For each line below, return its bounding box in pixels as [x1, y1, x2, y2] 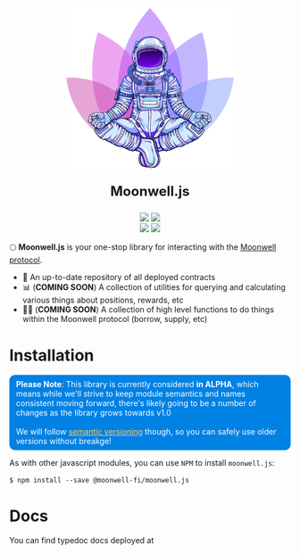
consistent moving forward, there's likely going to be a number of [16, 398, 256, 409]
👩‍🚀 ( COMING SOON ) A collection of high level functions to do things [21, 304, 275, 315]
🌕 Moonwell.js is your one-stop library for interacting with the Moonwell [9, 242, 277, 252]
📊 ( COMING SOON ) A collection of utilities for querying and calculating [21, 282, 286, 293]
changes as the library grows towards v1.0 [16, 408, 171, 418]
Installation [9, 345, 95, 365]
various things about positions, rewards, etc [21, 294, 184, 306]
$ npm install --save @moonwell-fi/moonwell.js [9, 476, 190, 485]
